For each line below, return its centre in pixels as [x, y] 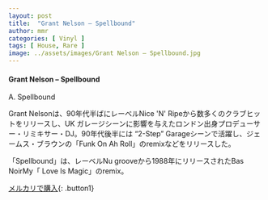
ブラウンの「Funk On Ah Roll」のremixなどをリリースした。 [136, 144]
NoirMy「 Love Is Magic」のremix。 [68, 171]
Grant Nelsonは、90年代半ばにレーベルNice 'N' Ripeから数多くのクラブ [128, 114]
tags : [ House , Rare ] [47, 46]
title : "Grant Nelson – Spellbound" [72, 23]
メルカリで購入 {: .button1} [51, 188]
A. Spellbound [32, 97]
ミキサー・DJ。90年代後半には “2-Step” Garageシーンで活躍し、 [138, 134]
